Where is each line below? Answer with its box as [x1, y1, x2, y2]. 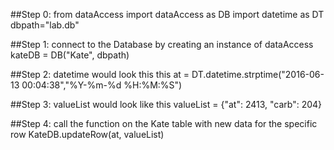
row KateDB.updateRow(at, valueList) [10, 129, 165, 140]
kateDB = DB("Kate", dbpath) [10, 49, 130, 61]
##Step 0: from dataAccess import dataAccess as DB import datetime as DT [10, 9, 325, 20]
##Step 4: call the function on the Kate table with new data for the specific [10, 118, 318, 129]
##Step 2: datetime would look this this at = [10, 69, 190, 80]
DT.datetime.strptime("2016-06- [191, 69, 325, 80]
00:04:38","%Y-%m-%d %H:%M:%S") [21, 79, 183, 91]
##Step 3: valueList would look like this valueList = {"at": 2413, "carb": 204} [10, 99, 323, 110]
